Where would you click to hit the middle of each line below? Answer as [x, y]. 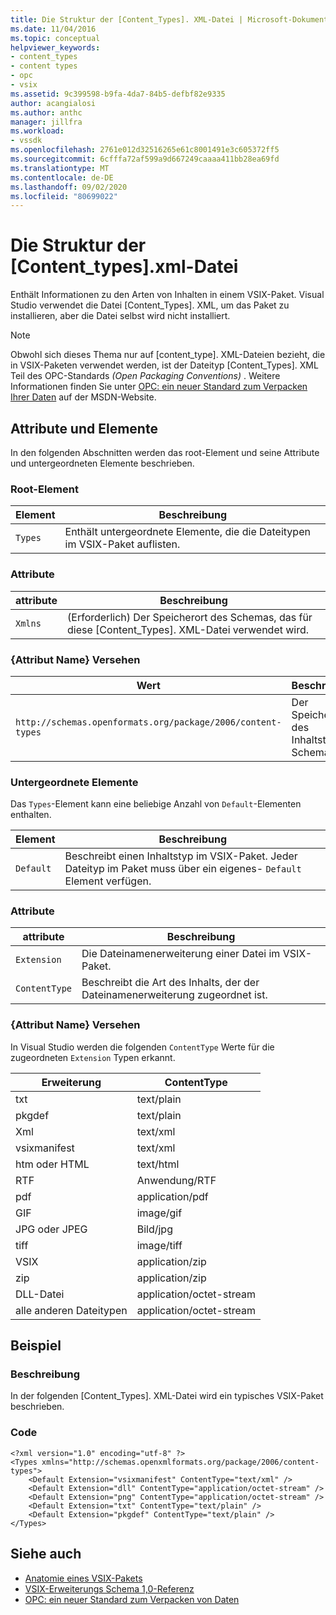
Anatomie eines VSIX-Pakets [83, 1578]
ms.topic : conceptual [55, 38]
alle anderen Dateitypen [71, 1310]
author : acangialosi [53, 103]
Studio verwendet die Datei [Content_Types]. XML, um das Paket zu [150, 305]
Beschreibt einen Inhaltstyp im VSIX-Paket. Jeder [181, 856]
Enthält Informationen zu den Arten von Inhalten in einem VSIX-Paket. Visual [167, 295]
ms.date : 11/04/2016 [53, 29]
